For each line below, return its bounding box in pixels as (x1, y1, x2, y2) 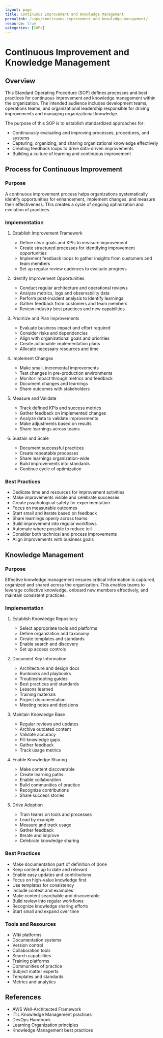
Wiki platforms (12, 932, 42, 938)
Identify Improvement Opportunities (12, 275, 85, 281)
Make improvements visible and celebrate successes (12, 494, 120, 500)
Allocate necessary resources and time (19, 346, 99, 352)
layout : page (5, 7, 32, 12)
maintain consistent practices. (5, 592, 66, 598)
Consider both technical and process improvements (12, 531, 117, 537)
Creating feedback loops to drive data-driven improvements (12, 146, 134, 152)
